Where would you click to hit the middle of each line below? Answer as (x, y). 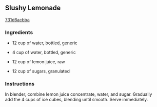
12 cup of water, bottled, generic (45, 43)
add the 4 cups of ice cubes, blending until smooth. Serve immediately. (77, 100)
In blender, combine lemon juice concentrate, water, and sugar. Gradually (78, 94)
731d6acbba (18, 19)
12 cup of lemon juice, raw (39, 62)
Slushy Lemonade (33, 8)
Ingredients (19, 32)
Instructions (20, 84)
